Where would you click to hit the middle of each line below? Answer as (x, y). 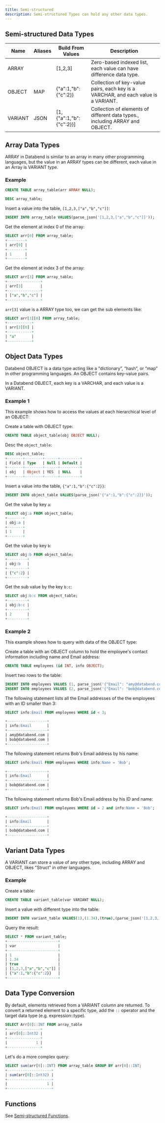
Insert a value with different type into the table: (52, 909)
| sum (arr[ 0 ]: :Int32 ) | (29, 1075)
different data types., (115, 115)
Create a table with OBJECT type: (39, 426)
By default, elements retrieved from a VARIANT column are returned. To (78, 1005)
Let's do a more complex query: (37, 1057)
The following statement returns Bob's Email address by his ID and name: (79, 799)
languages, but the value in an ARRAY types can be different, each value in (81, 162)
